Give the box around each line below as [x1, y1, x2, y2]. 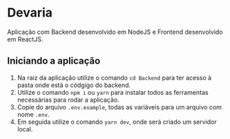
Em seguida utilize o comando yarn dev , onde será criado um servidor [17, 118, 218, 126]
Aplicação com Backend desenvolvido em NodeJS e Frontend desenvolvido [7, 28, 223, 36]
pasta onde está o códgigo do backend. [17, 81, 131, 89]
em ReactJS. [7, 35, 44, 43]
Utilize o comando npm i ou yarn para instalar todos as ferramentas [17, 88, 209, 96]
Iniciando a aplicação [7, 55, 101, 67]
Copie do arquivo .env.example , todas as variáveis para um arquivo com [17, 102, 222, 111]
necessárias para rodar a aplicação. [17, 95, 119, 104]
